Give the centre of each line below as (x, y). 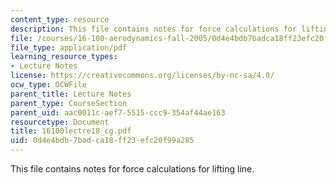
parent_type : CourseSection (69, 103)
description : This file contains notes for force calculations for (154, 29)
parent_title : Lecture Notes (71, 94)
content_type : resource (60, 19)
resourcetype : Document (60, 122)
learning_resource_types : (64, 57)
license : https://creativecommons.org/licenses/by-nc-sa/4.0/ (142, 76)
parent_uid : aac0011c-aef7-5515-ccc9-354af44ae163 (118, 112)
